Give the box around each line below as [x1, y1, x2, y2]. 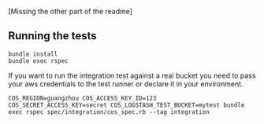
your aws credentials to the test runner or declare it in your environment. [8, 78, 244, 89]
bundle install [8, 50, 58, 58]
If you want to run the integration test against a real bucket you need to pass [8, 71, 256, 80]
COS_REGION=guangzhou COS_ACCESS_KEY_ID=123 [8, 94, 157, 102]
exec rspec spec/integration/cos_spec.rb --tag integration [8, 108, 210, 116]
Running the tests [8, 29, 97, 42]
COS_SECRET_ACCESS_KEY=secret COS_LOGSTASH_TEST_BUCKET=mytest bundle [8, 101, 245, 109]
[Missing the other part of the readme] [8, 7, 132, 16]
